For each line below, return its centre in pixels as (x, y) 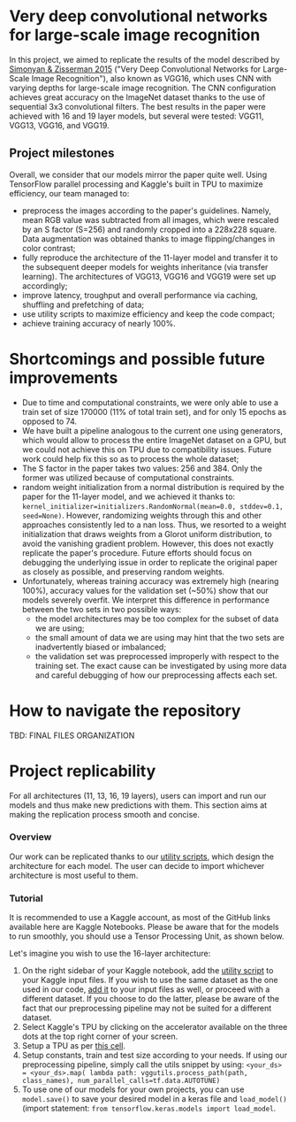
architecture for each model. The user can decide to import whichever (137, 865)
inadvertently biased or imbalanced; (100, 647)
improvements (64, 377)
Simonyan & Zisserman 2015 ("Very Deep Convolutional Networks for (135, 69)
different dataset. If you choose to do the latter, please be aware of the (151, 999)
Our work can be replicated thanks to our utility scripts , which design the (142, 857)
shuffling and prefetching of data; (83, 304)
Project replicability (83, 771)
